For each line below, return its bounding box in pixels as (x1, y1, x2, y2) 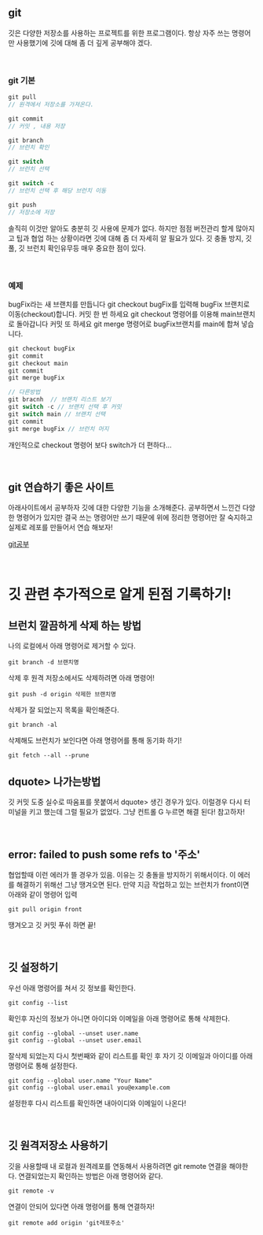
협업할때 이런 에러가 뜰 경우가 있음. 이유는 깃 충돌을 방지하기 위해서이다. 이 (8, 870, 236, 879)
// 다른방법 (8, 388, 41, 396)
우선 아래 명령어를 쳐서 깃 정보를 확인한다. (8, 983, 136, 992)
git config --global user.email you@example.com (8, 1083, 170, 1092)
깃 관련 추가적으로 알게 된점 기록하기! (8, 585, 232, 603)
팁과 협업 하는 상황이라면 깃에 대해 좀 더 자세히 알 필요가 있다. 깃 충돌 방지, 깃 (16, 233, 253, 243)
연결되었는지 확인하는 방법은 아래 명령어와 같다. (18, 1171, 163, 1181)
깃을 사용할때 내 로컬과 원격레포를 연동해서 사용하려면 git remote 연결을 (8, 1161, 228, 1170)
